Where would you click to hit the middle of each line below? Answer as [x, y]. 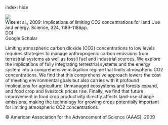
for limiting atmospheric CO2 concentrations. [52, 107]
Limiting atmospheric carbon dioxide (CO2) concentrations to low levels [80, 48]
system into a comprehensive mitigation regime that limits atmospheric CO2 [84, 70]
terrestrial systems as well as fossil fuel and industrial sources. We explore [83, 59]
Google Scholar [22, 38]
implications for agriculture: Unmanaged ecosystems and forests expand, [82, 86]
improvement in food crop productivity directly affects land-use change [80, 96]
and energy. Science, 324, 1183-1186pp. [47, 28]
